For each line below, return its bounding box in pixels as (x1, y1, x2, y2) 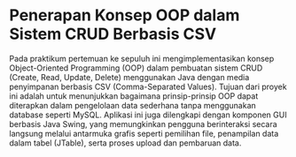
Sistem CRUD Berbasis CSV (9, 24, 217, 44)
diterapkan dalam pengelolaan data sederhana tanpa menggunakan (9, 100, 257, 110)
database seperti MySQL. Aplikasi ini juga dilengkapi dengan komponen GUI (9, 109, 287, 120)
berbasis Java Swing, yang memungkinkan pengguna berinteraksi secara (9, 118, 277, 129)
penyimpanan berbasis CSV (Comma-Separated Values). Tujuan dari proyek (9, 81, 287, 92)
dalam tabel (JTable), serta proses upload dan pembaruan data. (9, 138, 242, 148)
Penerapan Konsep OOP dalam (9, 5, 240, 26)
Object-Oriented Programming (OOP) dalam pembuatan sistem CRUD (9, 63, 263, 73)
